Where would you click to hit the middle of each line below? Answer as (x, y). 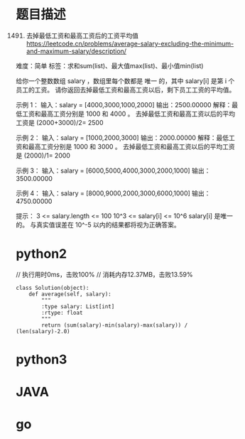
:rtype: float (62, 313)
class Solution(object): (53, 288)
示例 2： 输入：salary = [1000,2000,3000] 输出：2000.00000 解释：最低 (123, 137)
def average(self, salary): (70, 294)
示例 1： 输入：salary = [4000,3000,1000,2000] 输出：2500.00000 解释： (124, 104)
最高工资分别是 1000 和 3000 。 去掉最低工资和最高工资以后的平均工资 (132, 146)
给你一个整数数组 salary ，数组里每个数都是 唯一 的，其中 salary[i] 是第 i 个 (125, 81)
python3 (42, 360)
